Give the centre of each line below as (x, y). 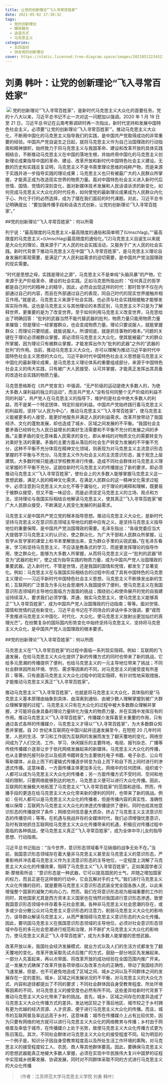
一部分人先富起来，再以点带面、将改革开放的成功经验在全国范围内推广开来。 (84, 959)
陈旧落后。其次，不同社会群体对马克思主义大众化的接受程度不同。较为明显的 (84, 1034)
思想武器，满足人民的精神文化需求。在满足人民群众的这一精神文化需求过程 (82, 480)
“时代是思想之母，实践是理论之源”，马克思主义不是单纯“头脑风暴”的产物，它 (83, 275)
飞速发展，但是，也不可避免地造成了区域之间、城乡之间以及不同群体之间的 (82, 971)
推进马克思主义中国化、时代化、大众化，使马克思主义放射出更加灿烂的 (86, 616)
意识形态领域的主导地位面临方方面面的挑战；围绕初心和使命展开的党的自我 (82, 591)
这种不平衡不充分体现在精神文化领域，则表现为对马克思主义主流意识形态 (88, 448)
